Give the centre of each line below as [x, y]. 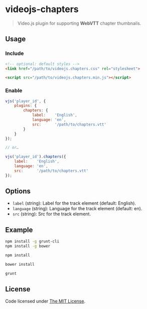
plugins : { [26, 106]
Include [15, 53]
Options [18, 191]
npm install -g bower [28, 246]
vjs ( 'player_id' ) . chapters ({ [36, 157]
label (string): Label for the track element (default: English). [74, 203]
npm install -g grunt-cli [32, 241]
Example [19, 230]
